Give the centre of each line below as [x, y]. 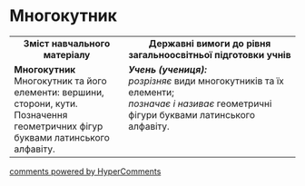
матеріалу [67, 54]
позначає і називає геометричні [200, 103]
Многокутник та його [60, 81]
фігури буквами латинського [192, 114]
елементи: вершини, [59, 92]
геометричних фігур [59, 126]
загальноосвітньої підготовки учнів [210, 54]
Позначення [41, 114]
